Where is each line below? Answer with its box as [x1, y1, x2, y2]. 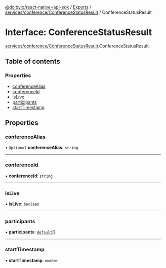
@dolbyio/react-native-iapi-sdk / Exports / [5, 4, 91, 10]
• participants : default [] [5, 229, 56, 235]
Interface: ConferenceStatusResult [5, 27, 152, 38]
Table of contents [5, 57, 60, 66]
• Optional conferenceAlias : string [5, 145, 78, 151]
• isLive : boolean [5, 201, 40, 207]
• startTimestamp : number [5, 257, 58, 263]
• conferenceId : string [5, 173, 53, 179]
